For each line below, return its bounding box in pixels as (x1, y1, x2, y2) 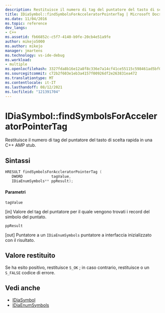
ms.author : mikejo (5, 44, 43, 49)
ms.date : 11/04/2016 (5, 16, 48, 21)
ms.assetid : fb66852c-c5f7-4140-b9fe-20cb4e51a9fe (5, 35, 111, 40)
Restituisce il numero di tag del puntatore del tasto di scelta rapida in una (5, 137, 153, 143)
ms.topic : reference (5, 21, 48, 26)
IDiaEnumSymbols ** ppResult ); (11, 179, 74, 183)
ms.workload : (5, 57, 32, 62)
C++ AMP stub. (5, 142, 36, 148)
